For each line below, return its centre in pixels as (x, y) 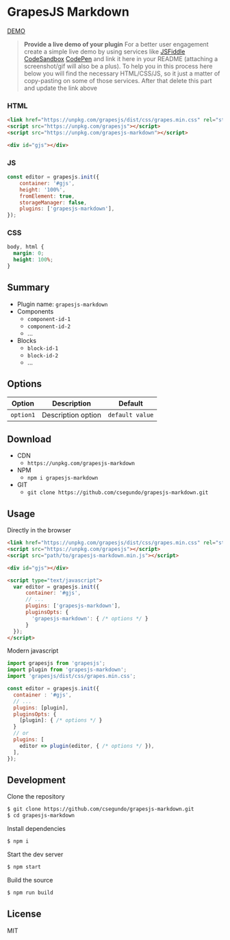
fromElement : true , (47, 196)
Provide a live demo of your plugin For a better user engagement (116, 44)
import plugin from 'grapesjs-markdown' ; (67, 670)
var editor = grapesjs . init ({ (56, 587)
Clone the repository (36, 797)
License (24, 914)
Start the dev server (35, 854)
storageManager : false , (53, 202)
